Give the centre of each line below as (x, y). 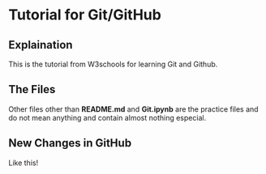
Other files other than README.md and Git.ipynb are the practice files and (133, 109)
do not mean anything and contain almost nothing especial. (107, 117)
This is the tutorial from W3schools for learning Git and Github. (113, 64)
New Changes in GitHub (70, 143)
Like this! (24, 163)
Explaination (41, 45)
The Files (32, 89)
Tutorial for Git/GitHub (85, 15)
